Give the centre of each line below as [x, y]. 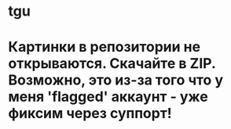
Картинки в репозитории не [104, 47]
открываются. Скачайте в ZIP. [112, 64]
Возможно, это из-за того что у [116, 80]
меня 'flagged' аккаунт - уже [108, 97]
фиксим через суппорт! [90, 114]
